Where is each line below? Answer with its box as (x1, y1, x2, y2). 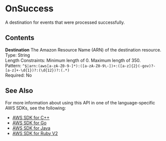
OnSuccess (5, 3, 54, 14)
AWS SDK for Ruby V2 (12, 130, 58, 136)
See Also (5, 87, 33, 95)
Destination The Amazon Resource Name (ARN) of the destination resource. (5, 47, 162, 52)
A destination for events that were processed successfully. (5, 19, 125, 25)
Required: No (5, 72, 32, 78)
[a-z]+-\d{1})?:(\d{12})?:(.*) (5, 68, 70, 73)
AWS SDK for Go (12, 120, 47, 126)
